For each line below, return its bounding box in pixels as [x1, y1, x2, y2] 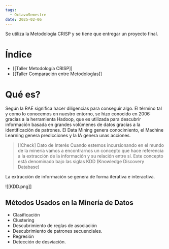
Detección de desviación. [12, 239, 66, 245]
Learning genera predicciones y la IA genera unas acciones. [5, 133, 131, 139]
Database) [17, 164, 40, 170]
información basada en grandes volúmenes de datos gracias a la [5, 121, 141, 128]
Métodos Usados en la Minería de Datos [5, 198, 133, 207]
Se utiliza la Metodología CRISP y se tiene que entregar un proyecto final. [5, 31, 158, 37]
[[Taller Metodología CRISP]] [12, 66, 73, 72]
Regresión [12, 233, 34, 239]
